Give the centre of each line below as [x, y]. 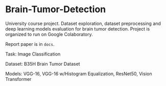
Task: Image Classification [33, 54]
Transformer [18, 79]
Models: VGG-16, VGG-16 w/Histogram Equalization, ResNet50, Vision [79, 74]
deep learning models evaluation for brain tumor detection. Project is [78, 28]
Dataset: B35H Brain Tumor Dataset [43, 64]
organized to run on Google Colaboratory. [49, 34]
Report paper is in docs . [30, 44]
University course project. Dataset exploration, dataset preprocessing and [83, 23]
